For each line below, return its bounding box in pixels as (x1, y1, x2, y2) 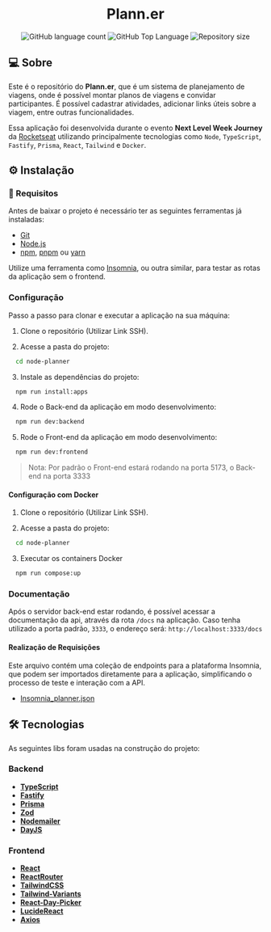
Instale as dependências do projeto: (19, 372, 140, 382)
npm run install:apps (15, 387, 89, 396)
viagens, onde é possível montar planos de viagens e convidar (8, 90, 216, 99)
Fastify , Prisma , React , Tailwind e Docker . (8, 140, 147, 150)
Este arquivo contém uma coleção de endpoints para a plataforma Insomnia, (8, 660, 262, 670)
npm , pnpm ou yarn (19, 247, 86, 257)
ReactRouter (19, 872, 64, 882)
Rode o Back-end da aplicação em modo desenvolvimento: (19, 402, 216, 412)
